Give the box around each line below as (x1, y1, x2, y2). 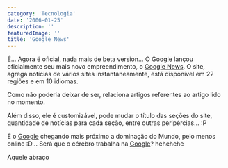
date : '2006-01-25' (7, 17, 64, 24)
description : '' (7, 23, 54, 30)
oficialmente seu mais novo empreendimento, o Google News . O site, (7, 62, 205, 71)
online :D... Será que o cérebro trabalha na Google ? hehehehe (7, 140, 184, 148)
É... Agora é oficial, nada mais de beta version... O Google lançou (7, 55, 193, 63)
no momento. (7, 98, 45, 106)
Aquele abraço (7, 153, 50, 162)
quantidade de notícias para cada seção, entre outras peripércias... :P (7, 119, 207, 127)
